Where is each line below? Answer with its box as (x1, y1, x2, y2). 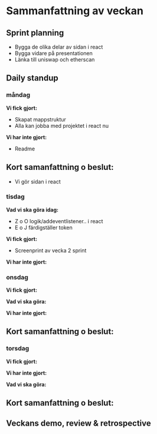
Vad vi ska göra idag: (6, 206, 59, 213)
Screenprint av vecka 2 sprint (14, 247, 87, 254)
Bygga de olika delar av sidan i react (14, 43, 103, 50)
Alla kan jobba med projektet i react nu (14, 122, 109, 129)
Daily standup (6, 73, 58, 83)
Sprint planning (6, 28, 64, 38)
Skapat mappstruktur (14, 115, 67, 123)
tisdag (6, 192, 25, 201)
